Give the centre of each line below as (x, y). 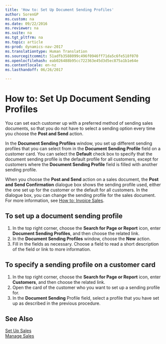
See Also (19, 319)
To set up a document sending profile (64, 216)
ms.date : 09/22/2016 (27, 24)
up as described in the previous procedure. (56, 303)
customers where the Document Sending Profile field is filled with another (81, 164)
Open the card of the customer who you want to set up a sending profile (86, 287)
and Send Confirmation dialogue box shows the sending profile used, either (83, 184)
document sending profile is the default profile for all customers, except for (82, 159)
